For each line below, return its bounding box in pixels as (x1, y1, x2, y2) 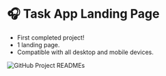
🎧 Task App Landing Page (7, 6, 160, 22)
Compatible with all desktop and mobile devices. (16, 48, 154, 56)
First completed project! (16, 33, 85, 42)
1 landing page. (16, 40, 60, 49)
